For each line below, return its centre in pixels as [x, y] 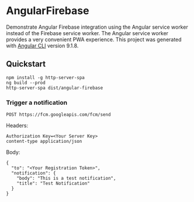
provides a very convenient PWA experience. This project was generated [94, 39]
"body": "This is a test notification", [66, 179]
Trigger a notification [37, 102]
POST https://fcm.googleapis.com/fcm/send [58, 115]
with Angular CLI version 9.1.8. [42, 46]
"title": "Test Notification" [53, 184]
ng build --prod [26, 83]
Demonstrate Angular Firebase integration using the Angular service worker [97, 27]
